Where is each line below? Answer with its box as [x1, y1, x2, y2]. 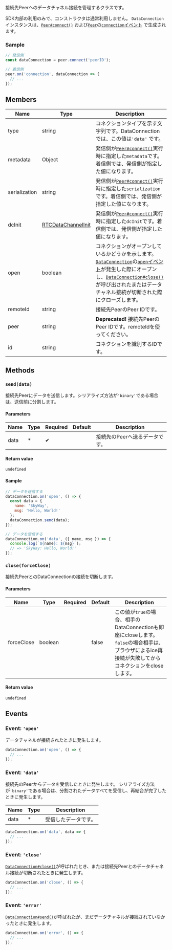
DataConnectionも [114, 624, 159, 631]
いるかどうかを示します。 [95, 250, 157, 257]
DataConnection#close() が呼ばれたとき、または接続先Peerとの [5, 864, 137, 870]
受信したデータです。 [45, 816, 96, 823]
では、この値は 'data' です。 [95, 135, 164, 142]
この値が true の [114, 608, 151, 615]
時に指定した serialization [95, 185, 161, 192]
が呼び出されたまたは [95, 281, 147, 288]
